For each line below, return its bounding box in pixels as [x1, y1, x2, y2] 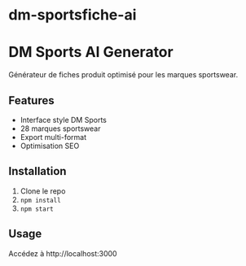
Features [8, 94, 55, 107]
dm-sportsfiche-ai [8, 6, 137, 24]
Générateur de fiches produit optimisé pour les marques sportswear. [8, 70, 239, 80]
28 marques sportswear [20, 124, 101, 133]
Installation [8, 164, 67, 178]
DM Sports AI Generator [8, 43, 174, 62]
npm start [20, 205, 55, 213]
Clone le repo [20, 185, 66, 196]
